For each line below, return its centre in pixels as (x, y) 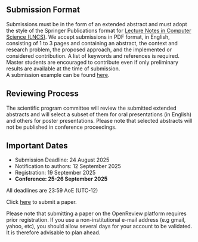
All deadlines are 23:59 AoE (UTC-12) (52, 191)
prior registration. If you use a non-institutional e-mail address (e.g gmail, (96, 220)
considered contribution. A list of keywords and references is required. (93, 55)
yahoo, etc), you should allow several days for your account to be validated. (99, 227)
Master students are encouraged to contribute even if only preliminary (92, 62)
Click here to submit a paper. (41, 202)
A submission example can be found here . (58, 75)
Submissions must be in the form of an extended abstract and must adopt (97, 24)
